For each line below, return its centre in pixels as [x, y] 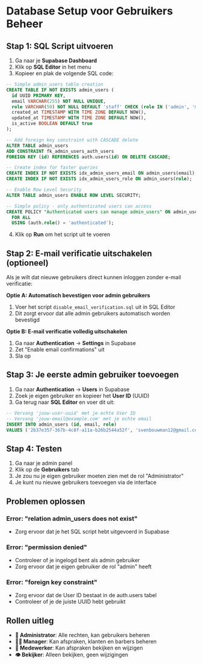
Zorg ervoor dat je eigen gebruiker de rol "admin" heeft [83, 566]
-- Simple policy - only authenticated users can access [79, 206]
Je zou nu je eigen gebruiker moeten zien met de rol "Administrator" [99, 476]
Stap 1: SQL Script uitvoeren [60, 46]
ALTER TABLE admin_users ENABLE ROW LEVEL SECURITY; [74, 195]
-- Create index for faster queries [52, 168]
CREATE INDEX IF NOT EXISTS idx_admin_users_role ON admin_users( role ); [99, 179]
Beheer [25, 24]
